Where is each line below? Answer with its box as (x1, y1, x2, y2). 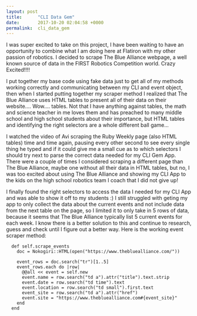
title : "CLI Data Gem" (6, 14, 75, 20)
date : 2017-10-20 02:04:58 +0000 (6, 19, 104, 25)
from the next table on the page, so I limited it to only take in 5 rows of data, (6, 207, 189, 214)
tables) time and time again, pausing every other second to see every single (6, 139, 190, 146)
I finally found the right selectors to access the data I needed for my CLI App (6, 188, 191, 195)
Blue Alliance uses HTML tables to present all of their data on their (6, 97, 166, 104)
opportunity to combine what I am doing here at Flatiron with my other (6, 48, 176, 55)
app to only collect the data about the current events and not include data (6, 201, 185, 208)
